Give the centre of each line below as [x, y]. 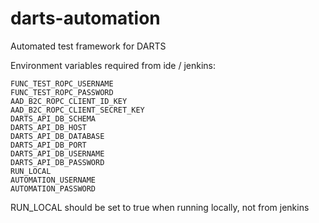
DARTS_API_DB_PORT [48, 145]
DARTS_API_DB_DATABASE [57, 136]
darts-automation [85, 18]
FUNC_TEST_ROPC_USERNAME [62, 83]
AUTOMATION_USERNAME [53, 180]
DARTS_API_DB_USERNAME [57, 153]
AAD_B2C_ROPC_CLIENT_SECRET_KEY [77, 110]
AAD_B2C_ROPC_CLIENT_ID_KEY [69, 101]
